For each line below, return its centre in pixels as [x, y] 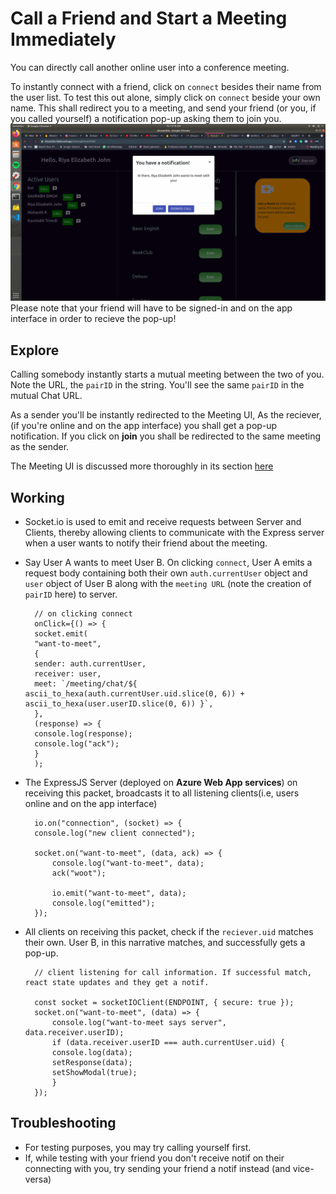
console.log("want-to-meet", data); [128, 863]
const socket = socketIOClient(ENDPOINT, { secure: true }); [164, 1003]
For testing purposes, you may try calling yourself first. [138, 1147]
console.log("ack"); [77, 744]
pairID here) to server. [71, 594]
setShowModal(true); [94, 1073]
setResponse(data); [92, 1063]
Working [37, 497]
